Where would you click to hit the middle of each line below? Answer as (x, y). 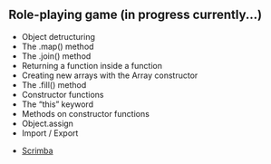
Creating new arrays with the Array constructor (110, 75)
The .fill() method (54, 84)
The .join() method (56, 56)
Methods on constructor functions (86, 113)
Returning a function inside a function (92, 65)
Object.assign (48, 123)
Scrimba (37, 150)
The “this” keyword (58, 104)
